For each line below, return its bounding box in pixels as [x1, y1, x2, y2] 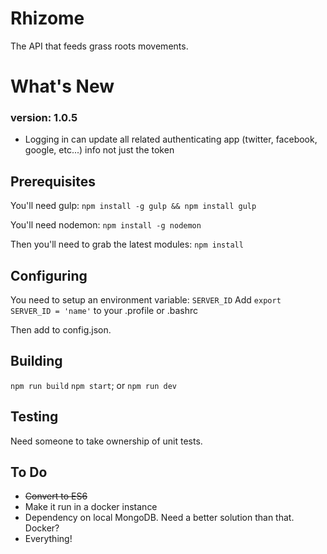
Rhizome [10, 7, 85, 30]
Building [10, 353, 63, 370]
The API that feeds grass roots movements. [10, 40, 189, 52]
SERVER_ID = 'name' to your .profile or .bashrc [10, 305, 199, 317]
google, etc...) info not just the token [24, 144, 175, 156]
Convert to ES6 [24, 490, 88, 502]
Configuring [10, 267, 88, 284]
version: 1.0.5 [10, 111, 78, 125]
